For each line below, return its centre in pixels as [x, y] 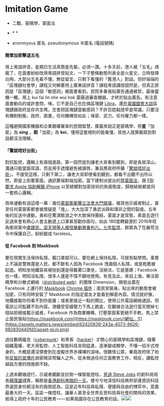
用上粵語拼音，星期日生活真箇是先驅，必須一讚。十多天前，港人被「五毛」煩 [82, 67]
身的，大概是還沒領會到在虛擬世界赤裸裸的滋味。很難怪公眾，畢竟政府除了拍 [82, 352]
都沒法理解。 [22, 138]
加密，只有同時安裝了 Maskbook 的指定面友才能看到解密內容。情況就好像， [81, 294]
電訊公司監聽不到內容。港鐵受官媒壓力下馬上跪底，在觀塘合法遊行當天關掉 [80, 306]
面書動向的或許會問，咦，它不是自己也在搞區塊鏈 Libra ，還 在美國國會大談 [79, 104]
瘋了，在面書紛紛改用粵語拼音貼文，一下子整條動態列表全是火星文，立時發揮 [82, 73]
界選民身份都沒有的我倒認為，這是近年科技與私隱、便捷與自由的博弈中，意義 [82, 386]
